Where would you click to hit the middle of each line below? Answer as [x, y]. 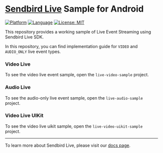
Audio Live [18, 87]
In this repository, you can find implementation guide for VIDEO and [72, 46]
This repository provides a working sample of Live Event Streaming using [78, 32]
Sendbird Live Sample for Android [74, 9]
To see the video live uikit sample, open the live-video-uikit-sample [74, 126]
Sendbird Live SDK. [24, 37]
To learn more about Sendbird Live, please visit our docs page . [68, 145]
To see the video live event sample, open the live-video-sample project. [77, 75]
